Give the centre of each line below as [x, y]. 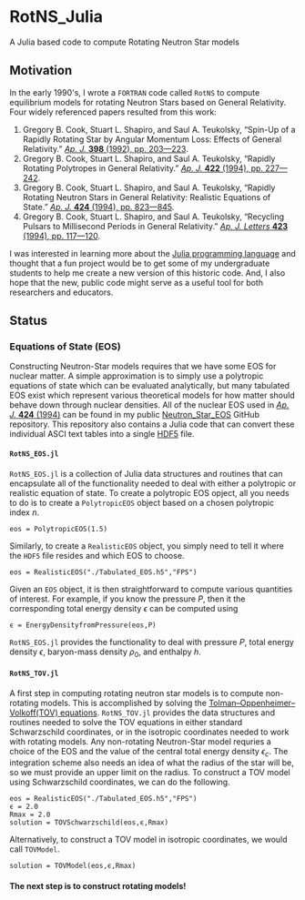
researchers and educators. [61, 292]
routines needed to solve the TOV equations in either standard [126, 722]
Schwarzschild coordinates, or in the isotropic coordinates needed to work [149, 732]
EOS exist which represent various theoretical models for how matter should [152, 395]
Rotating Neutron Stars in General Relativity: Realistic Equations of [147, 197]
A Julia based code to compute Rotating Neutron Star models [124, 42]
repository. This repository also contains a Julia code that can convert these [152, 424]
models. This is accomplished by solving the [124, 703]
